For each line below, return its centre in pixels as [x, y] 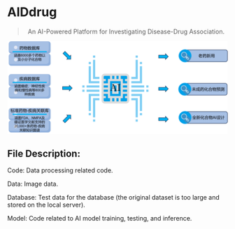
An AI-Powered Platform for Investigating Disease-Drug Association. [126, 31]
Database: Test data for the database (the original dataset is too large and [114, 198]
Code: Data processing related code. [60, 170]
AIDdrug [32, 12]
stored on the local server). [46, 205]
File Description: [44, 153]
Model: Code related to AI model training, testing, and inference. [100, 219]
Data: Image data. [33, 184]
